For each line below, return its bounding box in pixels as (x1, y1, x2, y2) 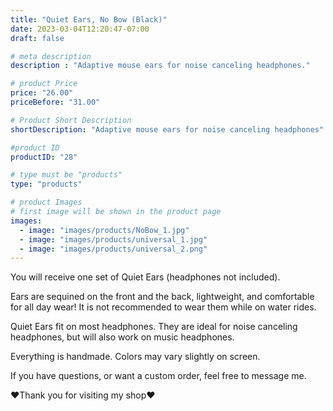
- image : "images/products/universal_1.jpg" (19, 234, 208, 245)
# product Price (10, 79, 78, 89)
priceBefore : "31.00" (10, 97, 101, 107)
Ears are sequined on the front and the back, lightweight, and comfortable (10, 291, 315, 303)
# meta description (10, 51, 92, 61)
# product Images (10, 197, 83, 208)
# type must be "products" (10, 170, 123, 180)
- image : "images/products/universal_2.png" (19, 244, 208, 254)
